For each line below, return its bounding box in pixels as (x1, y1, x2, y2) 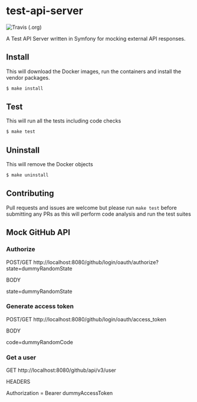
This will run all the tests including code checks (6, 117, 122, 124)
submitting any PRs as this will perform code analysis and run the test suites (6, 210, 192, 218)
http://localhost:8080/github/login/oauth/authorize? (33, 258, 159, 266)
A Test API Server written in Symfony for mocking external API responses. (6, 35, 186, 42)
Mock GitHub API (6, 228, 71, 238)
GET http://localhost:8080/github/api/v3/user (6, 367, 117, 374)
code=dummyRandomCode (6, 338, 74, 345)
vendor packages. (6, 74, 50, 81)
